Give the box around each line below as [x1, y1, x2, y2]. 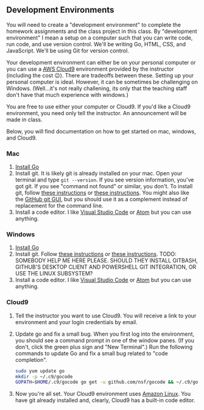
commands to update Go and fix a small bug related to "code [15, 350, 169, 357]
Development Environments [6, 5, 114, 15]
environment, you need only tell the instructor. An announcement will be [6, 109, 187, 116]
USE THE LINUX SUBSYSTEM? [15, 270, 93, 277]
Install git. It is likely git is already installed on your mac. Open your [15, 170, 183, 177]
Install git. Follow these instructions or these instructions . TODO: [15, 250, 177, 258]
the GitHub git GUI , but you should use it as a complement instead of [15, 196, 188, 203]
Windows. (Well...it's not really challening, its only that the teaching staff [6, 85, 188, 92]
